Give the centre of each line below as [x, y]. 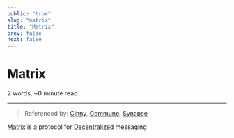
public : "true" [29, 14]
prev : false [24, 33]
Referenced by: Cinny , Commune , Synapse [86, 114]
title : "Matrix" [31, 26]
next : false [24, 40]
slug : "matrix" [29, 20]
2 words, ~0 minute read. [44, 93]
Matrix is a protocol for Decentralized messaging [77, 127]
